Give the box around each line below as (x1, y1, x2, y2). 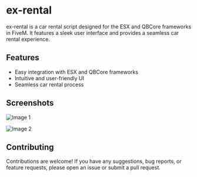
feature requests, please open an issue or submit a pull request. (6, 164, 161, 171)
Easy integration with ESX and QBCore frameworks (14, 68, 139, 76)
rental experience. (6, 35, 50, 42)
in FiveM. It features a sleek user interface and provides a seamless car (6, 29, 179, 36)
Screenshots (6, 98, 54, 108)
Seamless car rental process (14, 81, 84, 88)
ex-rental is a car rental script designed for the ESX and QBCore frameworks (6, 23, 192, 30)
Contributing (6, 142, 54, 152)
